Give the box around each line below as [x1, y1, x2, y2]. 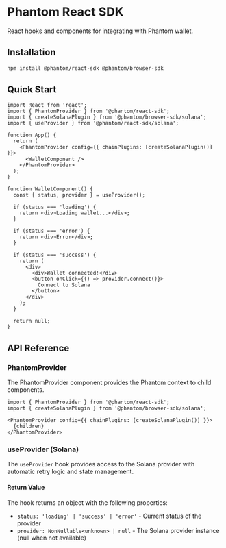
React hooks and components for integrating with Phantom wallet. [7, 27, 194, 35]
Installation [7, 47, 56, 58]
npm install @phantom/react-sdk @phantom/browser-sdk [7, 64, 164, 72]
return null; [13, 318, 51, 325]
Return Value [7, 484, 45, 492]
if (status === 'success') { [13, 251, 97, 259]
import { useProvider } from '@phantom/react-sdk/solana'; [7, 120, 179, 127]
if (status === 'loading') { [13, 203, 97, 211]
